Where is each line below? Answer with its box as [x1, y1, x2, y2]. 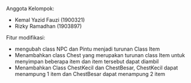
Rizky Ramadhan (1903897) [14, 23, 82, 29]
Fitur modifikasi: [6, 34, 46, 41]
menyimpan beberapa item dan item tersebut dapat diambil [14, 58, 159, 65]
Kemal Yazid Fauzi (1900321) [14, 16, 85, 23]
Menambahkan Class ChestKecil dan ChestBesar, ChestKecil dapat [14, 64, 179, 71]
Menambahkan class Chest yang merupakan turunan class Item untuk [14, 52, 185, 58]
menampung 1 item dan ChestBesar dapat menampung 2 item [14, 71, 166, 77]
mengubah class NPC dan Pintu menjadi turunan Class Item [14, 45, 160, 52]
